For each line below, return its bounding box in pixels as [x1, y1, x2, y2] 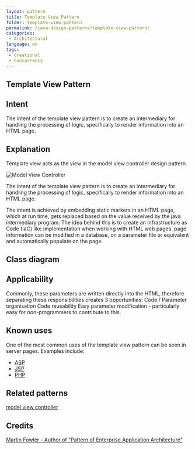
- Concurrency [8, 57, 43, 63]
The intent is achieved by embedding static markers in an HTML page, [6, 206, 175, 213]
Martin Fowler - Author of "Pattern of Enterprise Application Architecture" [6, 436, 183, 443]
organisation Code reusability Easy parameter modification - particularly [6, 302, 180, 309]
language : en [6, 42, 38, 47]
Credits [6, 420, 34, 431]
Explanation [6, 144, 51, 154]
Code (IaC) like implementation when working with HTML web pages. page [6, 225, 187, 232]
